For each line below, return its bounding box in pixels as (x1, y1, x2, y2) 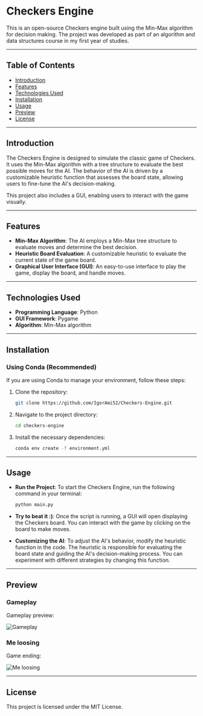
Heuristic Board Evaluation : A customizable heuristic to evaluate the (14, 250, 187, 258)
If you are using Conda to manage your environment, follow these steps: (6, 376, 186, 383)
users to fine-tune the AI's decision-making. (6, 180, 116, 187)
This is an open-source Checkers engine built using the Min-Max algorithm (6, 24, 193, 31)
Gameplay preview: (6, 611, 54, 619)
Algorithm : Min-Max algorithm (14, 322, 92, 329)
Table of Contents (6, 60, 76, 71)
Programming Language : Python (14, 308, 98, 316)
